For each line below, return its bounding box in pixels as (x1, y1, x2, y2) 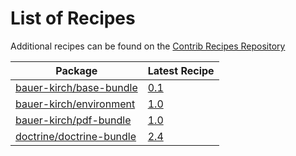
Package (55, 63, 98, 77)
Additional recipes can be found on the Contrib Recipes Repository (10, 40, 286, 52)
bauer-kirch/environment (15, 97, 136, 111)
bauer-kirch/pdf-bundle (15, 113, 132, 127)
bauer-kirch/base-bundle (15, 80, 138, 94)
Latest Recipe (147, 63, 215, 77)
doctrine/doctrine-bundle (15, 129, 137, 143)
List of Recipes (10, 7, 136, 30)
